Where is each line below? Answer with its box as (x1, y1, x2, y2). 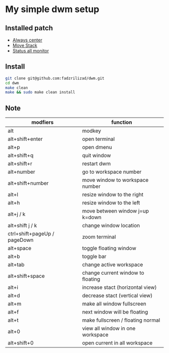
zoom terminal (82, 233, 116, 240)
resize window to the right (82, 191, 144, 198)
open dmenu (82, 144, 112, 151)
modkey (82, 127, 102, 134)
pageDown (8, 236, 34, 243)
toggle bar (82, 253, 107, 260)
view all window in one (82, 325, 136, 332)
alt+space (8, 245, 32, 252)
